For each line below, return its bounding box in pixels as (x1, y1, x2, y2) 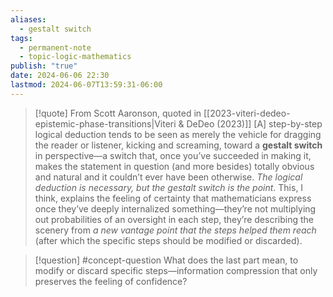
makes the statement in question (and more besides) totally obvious (34, 160, 315, 172)
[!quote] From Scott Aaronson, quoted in (34, 107, 202, 119)
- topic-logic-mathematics (19, 52, 132, 62)
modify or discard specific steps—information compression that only (34, 264, 318, 276)
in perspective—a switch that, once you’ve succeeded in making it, (34, 149, 312, 161)
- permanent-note (19, 42, 92, 53)
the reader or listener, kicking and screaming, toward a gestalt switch (34, 139, 323, 151)
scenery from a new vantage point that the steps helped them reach (34, 224, 317, 236)
